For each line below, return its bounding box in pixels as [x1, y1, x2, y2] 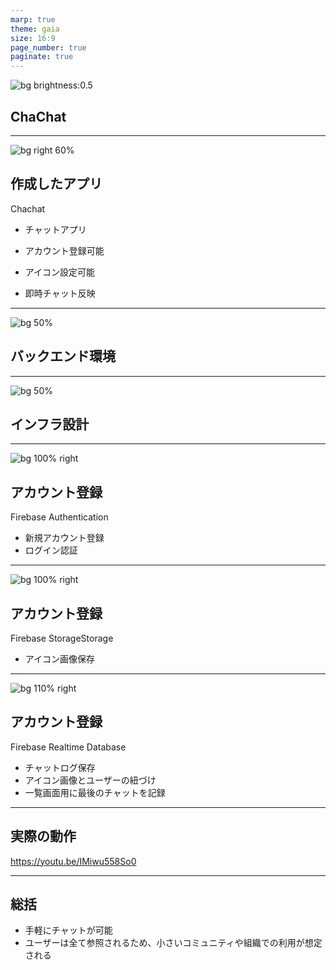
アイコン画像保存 [24, 653, 96, 665]
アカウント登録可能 [24, 244, 105, 256]
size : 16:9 [10, 33, 56, 43]
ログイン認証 [24, 544, 78, 556]
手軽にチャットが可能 [24, 924, 113, 936]
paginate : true [10, 52, 74, 62]
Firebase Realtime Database [10, 741, 127, 753]
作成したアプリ [10, 176, 103, 193]
